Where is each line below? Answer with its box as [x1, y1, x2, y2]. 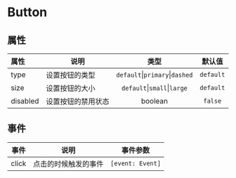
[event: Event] [110, 159, 162, 167]
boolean [140, 96, 169, 106]
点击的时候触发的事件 [32, 159, 104, 169]
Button [7, 4, 48, 20]
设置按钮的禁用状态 [45, 96, 110, 106]
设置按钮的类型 [45, 70, 96, 80]
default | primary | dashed [115, 70, 193, 80]
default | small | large [122, 83, 188, 92]
